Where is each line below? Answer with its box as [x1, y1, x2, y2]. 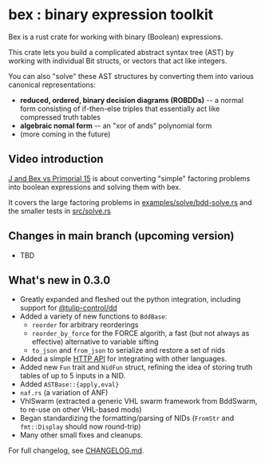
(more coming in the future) [19, 129, 111, 139]
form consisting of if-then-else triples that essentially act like [19, 104, 220, 113]
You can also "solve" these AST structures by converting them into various [8, 71, 254, 81]
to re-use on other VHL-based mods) [19, 405, 142, 414]
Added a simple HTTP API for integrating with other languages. [19, 354, 227, 364]
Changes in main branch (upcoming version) [8, 229, 235, 243]
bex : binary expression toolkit [8, 6, 214, 24]
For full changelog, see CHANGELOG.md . [8, 445, 144, 456]
